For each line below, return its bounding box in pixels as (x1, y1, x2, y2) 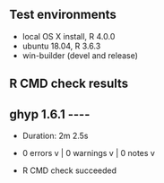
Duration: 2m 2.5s (22, 130, 89, 142)
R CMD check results (9, 76, 129, 91)
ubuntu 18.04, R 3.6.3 (22, 40, 101, 51)
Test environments (9, 7, 117, 22)
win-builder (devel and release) (22, 49, 139, 61)
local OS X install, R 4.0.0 (22, 30, 116, 41)
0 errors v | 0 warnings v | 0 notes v (22, 148, 155, 159)
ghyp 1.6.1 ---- (9, 107, 91, 122)
